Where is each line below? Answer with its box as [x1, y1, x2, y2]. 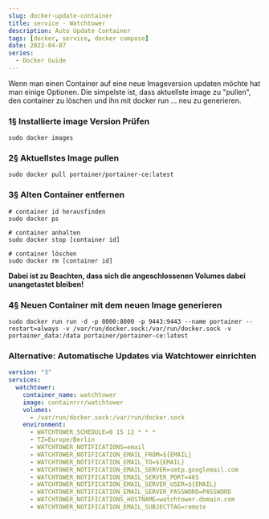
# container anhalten [8, 228, 81, 237]
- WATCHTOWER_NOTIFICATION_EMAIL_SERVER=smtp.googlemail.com [29, 465, 239, 474]
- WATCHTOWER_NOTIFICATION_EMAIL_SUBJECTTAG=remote [29, 503, 206, 511]
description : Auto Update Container [8, 27, 131, 35]
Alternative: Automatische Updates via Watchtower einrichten [8, 350, 257, 362]
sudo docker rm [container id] [8, 256, 113, 265]
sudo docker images [8, 134, 74, 142]
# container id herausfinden [8, 207, 106, 215]
